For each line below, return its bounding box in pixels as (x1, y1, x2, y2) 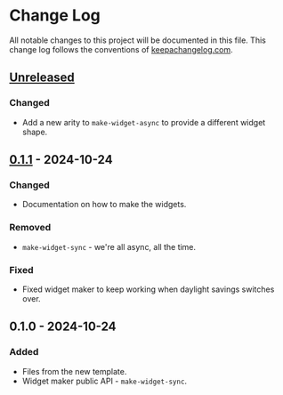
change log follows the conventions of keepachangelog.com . (9, 44, 233, 54)
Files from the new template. (21, 366, 127, 376)
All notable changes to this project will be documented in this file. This (9, 35, 267, 45)
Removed (9, 222, 52, 234)
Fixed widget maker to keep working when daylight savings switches (21, 284, 275, 294)
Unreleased (9, 70, 76, 85)
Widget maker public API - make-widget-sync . (21, 375, 188, 386)
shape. (21, 126, 48, 137)
